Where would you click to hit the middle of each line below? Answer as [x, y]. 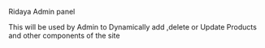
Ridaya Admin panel [42, 12]
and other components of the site [64, 36]
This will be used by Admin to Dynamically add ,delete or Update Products [133, 27]
